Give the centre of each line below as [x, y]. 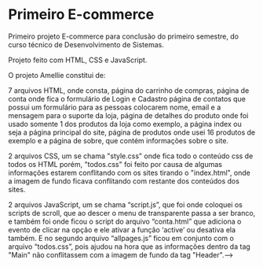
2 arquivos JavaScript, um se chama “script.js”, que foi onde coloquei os [126, 204]
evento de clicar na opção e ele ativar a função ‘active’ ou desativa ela [122, 229]
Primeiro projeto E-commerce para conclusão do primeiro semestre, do [124, 36]
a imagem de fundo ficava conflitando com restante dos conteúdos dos [124, 181]
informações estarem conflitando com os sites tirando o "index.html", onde [130, 172]
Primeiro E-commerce [81, 15]
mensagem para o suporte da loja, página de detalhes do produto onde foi [128, 115]
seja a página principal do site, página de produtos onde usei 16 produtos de [132, 132]
